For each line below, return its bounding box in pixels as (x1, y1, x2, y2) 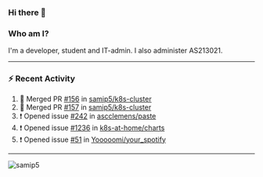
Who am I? (8, 27, 49, 38)
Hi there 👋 (8, 7, 47, 18)
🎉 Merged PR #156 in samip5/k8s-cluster (19, 94, 152, 103)
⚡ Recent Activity (8, 74, 76, 85)
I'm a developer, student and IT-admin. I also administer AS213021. (8, 46, 223, 56)
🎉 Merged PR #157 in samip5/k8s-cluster (19, 102, 152, 112)
